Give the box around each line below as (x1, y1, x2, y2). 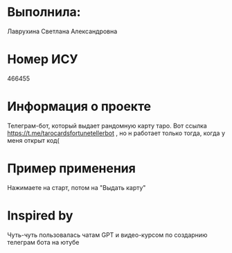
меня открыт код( (7, 136, 60, 144)
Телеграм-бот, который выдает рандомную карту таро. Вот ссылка (7, 121, 208, 130)
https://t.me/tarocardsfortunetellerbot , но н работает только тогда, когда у (7, 129, 225, 137)
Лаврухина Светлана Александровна (7, 27, 118, 35)
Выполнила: (7, 4, 81, 20)
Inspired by (7, 207, 73, 223)
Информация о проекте (7, 98, 151, 114)
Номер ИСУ (7, 51, 78, 67)
